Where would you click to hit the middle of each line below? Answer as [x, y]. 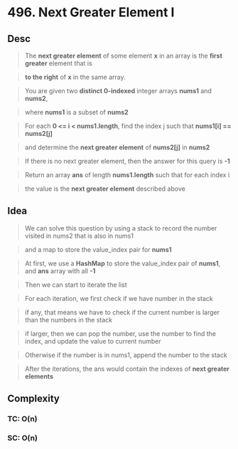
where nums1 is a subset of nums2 [77, 112]
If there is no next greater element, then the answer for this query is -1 [128, 161]
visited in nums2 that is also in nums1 [79, 236]
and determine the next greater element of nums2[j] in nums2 [117, 147]
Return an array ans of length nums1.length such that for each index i [127, 175]
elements [39, 376]
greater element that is [58, 63]
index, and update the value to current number [93, 341]
